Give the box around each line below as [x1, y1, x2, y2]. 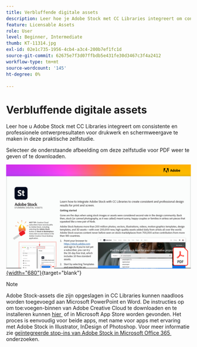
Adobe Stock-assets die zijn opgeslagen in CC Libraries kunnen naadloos [6, 292, 184, 299]
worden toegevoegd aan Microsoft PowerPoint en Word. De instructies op [6, 298, 185, 305]
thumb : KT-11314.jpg [6, 40, 57, 46]
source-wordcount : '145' [6, 65, 67, 71]
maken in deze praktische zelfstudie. [6, 135, 95, 142]
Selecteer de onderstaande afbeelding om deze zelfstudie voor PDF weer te [6, 147, 189, 154]
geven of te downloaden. [6, 153, 66, 160]
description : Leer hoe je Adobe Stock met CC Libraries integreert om [6, 15, 182, 22]
